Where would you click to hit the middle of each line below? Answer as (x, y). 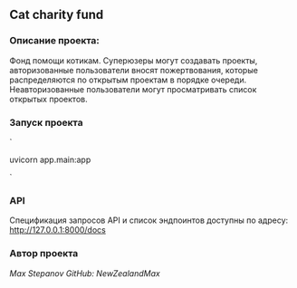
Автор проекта (44, 254)
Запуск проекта (46, 122)
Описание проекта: (54, 41)
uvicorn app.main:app (50, 159)
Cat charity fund (57, 15)
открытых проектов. (48, 99)
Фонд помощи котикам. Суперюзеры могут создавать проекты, (134, 60)
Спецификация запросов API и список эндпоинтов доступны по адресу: (149, 220)
